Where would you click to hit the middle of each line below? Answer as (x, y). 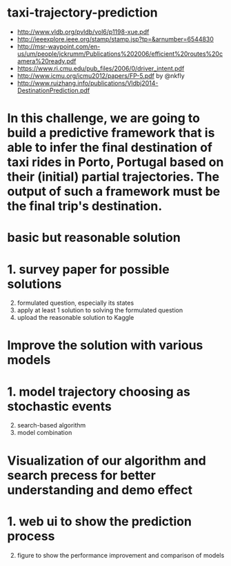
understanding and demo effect (100, 490)
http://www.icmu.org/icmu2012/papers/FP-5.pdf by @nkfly (101, 75)
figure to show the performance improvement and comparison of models (121, 555)
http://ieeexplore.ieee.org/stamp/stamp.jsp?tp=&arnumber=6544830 (115, 39)
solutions (34, 284)
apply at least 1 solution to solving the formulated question (100, 310)
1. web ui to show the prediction (99, 521)
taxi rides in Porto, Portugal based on (115, 162)
